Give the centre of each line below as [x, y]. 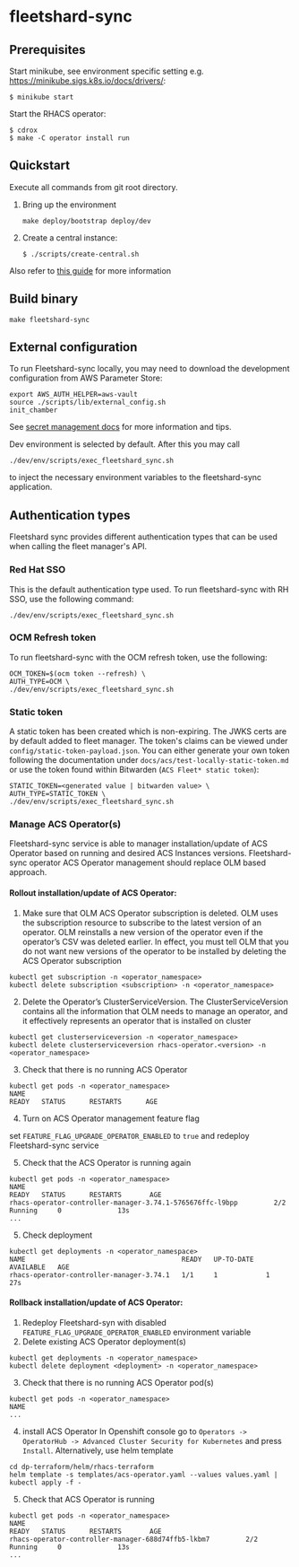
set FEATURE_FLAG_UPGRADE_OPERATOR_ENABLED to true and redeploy [129, 1135]
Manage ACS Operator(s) [65, 825]
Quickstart [40, 166]
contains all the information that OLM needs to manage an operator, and [155, 1011]
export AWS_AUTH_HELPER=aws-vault [74, 395]
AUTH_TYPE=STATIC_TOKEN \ [57, 794]
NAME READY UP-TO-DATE [132, 1259]
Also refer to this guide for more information [90, 270]
